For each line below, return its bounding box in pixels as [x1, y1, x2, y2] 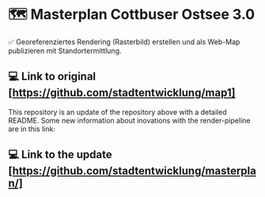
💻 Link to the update [8, 148, 112, 161]
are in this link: [8, 123, 55, 134]
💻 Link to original [8, 70, 97, 83]
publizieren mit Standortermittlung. [8, 46, 122, 55]
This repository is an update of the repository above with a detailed [8, 107, 227, 116]
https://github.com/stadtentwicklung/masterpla [12, 165, 257, 178]
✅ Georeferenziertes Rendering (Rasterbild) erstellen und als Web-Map [8, 36, 240, 47]
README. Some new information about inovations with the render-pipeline [8, 116, 251, 125]
